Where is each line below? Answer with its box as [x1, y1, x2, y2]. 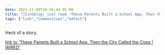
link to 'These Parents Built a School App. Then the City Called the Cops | [5, 39, 154, 45]
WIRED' [5, 45, 21, 51]
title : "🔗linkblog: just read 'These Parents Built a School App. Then [5, 12, 155, 17]
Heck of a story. [5, 30, 38, 36]
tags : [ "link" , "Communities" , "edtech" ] [5, 16, 87, 21]
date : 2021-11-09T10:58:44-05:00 [5, 7, 74, 12]
